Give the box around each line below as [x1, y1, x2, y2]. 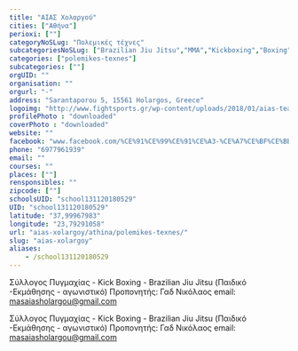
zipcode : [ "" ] [9, 187, 62, 195]
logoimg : [9, 104, 42, 113]
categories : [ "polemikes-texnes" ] [9, 54, 137, 63]
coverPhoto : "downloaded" [9, 121, 109, 130]
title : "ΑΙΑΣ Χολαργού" [9, 12, 98, 22]
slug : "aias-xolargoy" [9, 236, 93, 245]
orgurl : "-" [9, 87, 53, 96]
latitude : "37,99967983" [9, 211, 101, 220]
